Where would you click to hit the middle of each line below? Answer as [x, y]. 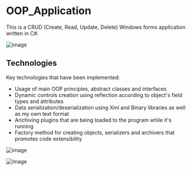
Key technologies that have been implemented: [63, 77]
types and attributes [39, 101]
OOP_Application [49, 11]
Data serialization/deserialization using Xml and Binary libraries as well [100, 108]
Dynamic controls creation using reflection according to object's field [98, 95]
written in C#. [23, 33]
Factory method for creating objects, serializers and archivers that [95, 132]
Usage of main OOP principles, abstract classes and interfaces [91, 89]
